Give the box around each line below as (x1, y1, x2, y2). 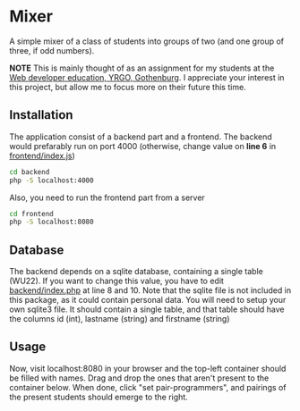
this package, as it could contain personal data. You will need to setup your (9, 295, 287, 306)
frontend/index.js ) (9, 150, 76, 161)
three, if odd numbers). (9, 45, 95, 55)
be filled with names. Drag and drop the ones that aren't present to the (9, 373, 270, 383)
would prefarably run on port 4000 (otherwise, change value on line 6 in (9, 140, 277, 151)
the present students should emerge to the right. (9, 391, 188, 402)
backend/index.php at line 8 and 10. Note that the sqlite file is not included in (9, 285, 292, 296)
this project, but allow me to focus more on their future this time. (9, 81, 246, 92)
